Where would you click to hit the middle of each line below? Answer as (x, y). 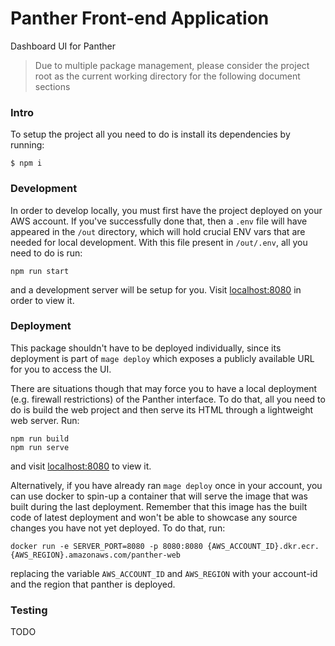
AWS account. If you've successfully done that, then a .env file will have (159, 221)
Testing (29, 610)
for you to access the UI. (61, 369)
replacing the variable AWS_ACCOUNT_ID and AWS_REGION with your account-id (164, 573)
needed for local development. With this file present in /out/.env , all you (159, 242)
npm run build (40, 438)
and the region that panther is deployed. (93, 584)
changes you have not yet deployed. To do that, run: (118, 528)
